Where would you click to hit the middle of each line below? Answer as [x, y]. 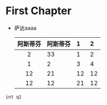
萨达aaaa [25, 28]
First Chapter [39, 11]
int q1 [14, 97]
